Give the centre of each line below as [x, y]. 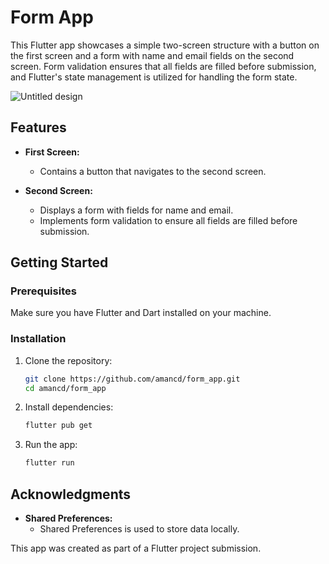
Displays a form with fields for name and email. [136, 210]
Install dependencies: [69, 407]
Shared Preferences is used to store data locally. [139, 529]
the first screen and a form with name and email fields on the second [152, 55]
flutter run [49, 463]
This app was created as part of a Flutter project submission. [136, 548]
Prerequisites [43, 291]
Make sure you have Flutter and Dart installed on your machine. [141, 313]
